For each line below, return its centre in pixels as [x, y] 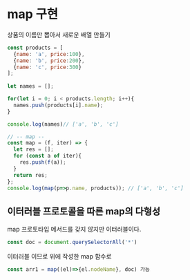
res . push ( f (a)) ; [43, 162]
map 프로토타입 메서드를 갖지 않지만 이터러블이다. [74, 230]
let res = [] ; [34, 149]
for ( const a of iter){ [47, 156]
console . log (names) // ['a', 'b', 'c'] [63, 124]
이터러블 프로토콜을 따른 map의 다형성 [84, 211]
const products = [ [35, 48]
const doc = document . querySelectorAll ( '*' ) [72, 243]
